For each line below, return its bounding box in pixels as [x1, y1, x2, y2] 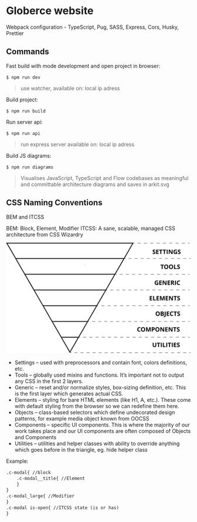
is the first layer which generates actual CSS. [14, 390, 123, 397]
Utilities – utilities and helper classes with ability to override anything [14, 440, 180, 447]
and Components [14, 433, 57, 440]
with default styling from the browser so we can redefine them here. [14, 402, 179, 409]
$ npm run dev [6, 74, 41, 80]
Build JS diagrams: [6, 152, 52, 159]
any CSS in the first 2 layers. [14, 377, 83, 385]
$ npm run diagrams [6, 164, 54, 170]
